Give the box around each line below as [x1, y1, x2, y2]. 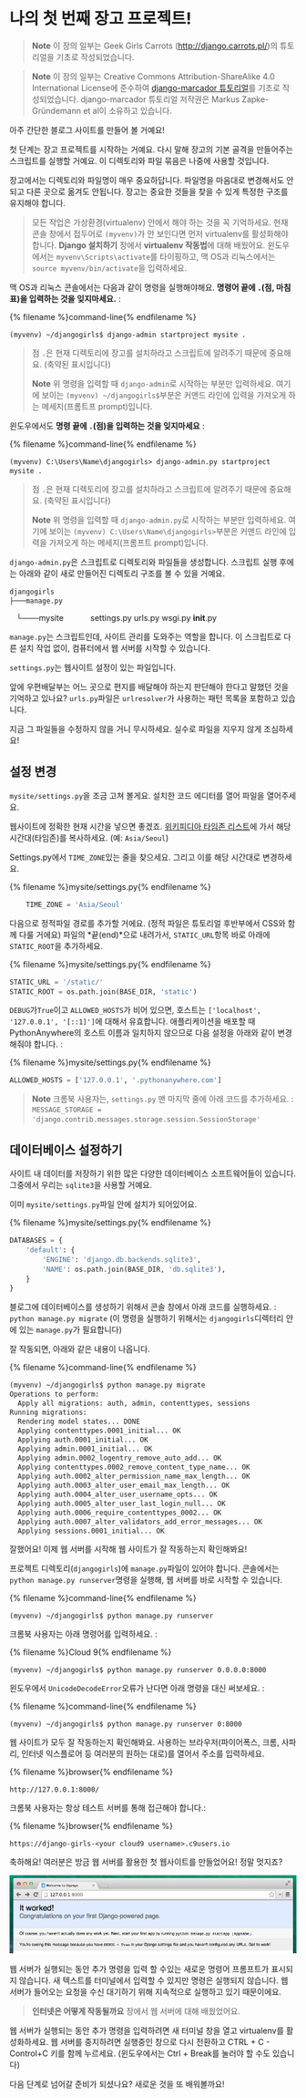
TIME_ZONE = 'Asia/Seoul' [25, 900, 125, 909]
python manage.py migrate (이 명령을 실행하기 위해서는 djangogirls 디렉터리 [9, 1313, 284, 1324]
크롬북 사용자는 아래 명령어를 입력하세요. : [9, 1628, 158, 1639]
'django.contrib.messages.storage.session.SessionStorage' [31, 1115, 261, 1124]
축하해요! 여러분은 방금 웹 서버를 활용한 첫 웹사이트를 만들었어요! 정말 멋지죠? [9, 1856, 283, 1867]
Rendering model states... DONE [17, 1417, 141, 1427]
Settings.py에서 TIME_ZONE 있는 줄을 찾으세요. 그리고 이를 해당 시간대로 [9, 852, 261, 863]
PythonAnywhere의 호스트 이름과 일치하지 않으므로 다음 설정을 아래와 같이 [9, 1028, 276, 1039]
